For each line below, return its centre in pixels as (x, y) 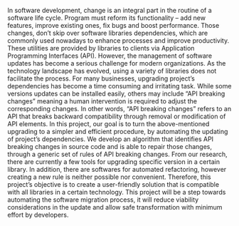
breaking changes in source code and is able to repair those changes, (110, 147)
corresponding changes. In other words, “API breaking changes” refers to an (119, 109)
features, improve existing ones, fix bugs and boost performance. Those (113, 25)
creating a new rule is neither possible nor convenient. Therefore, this (109, 177)
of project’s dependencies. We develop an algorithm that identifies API (111, 139)
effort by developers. (38, 215)
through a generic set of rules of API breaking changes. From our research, (117, 154)
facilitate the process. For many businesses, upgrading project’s (101, 78)
